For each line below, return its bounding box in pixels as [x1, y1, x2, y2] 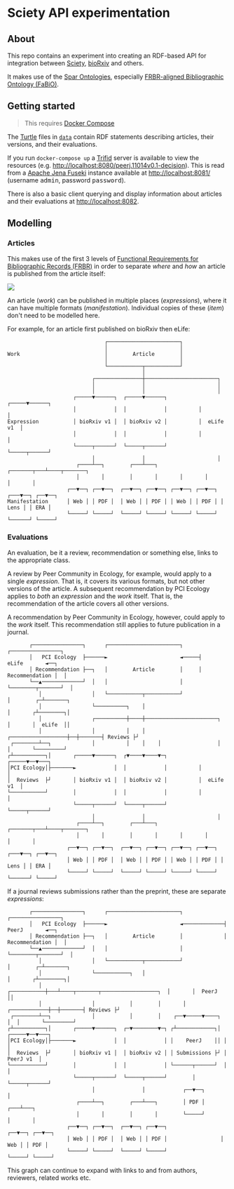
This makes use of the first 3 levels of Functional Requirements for [7, 254, 199, 263]
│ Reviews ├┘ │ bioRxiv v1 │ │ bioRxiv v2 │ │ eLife [7, 776, 224, 783]
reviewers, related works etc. [7, 1174, 91, 1182]
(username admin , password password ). [7, 175, 126, 184]
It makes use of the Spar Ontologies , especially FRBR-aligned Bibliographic [7, 72, 224, 81]
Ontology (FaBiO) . [7, 80, 60, 88]
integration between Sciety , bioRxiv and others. [7, 59, 144, 67]
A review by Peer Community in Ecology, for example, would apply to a [7, 569, 212, 578]
